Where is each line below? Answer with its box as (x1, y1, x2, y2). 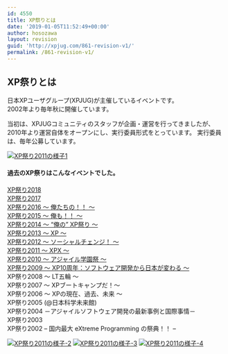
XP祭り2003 (7, 315, 43, 323)
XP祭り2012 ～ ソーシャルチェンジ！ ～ (7, 237, 119, 246)
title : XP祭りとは (7, 17, 57, 24)
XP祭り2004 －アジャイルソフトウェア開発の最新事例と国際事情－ (7, 307, 196, 315)
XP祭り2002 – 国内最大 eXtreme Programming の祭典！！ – (7, 324, 177, 332)
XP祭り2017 (7, 194, 42, 202)
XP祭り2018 (7, 185, 42, 194)
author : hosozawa (7, 29, 58, 37)
